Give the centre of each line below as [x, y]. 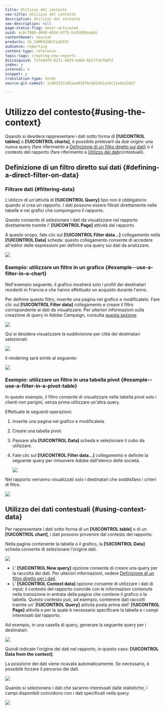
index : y [14, 65]
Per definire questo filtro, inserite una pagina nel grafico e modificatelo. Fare [82, 299]
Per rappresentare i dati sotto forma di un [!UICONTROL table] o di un [76, 529]
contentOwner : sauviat [28, 38]
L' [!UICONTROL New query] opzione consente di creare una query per [85, 568]
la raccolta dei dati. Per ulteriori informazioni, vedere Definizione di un [83, 573]
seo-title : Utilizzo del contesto [41, 14]
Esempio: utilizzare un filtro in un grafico [55, 267]
